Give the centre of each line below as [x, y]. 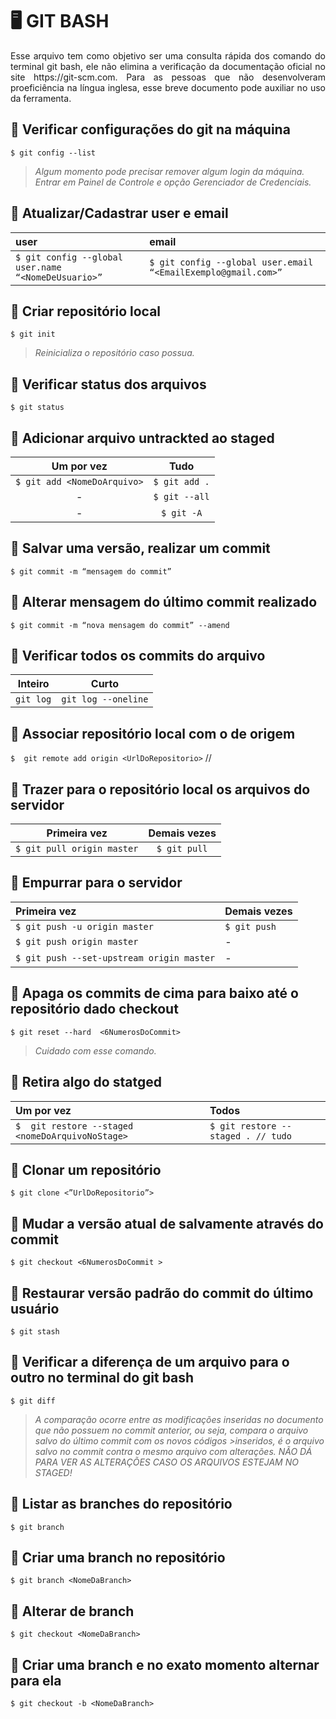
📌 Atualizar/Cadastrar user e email [119, 213]
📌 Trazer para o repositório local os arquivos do [160, 789]
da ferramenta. [41, 98]
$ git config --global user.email [231, 262]
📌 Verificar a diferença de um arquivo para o [150, 1362]
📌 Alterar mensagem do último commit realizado [164, 602]
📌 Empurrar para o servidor [96, 883]
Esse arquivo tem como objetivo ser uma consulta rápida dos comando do [168, 55]
